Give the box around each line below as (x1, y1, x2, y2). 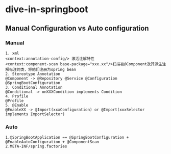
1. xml (5, 50, 19, 56)
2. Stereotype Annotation (5, 71, 60, 76)
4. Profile (5, 93, 29, 99)
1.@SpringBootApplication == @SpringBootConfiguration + (5, 135, 129, 140)
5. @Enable (5, 102, 29, 108)
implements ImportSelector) (5, 111, 65, 117)
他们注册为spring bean (32, 67, 77, 72)
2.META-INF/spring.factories (5, 144, 67, 149)
